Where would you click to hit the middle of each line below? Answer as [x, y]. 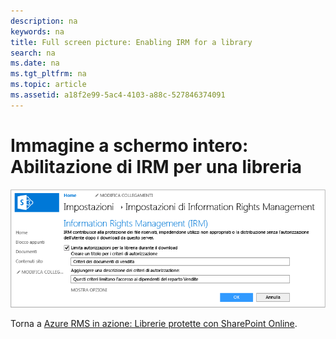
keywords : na [37, 31]
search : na [33, 53]
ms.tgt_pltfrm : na [48, 74]
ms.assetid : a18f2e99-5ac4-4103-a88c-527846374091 [118, 95]
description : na [44, 21]
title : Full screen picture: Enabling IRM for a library [131, 42]
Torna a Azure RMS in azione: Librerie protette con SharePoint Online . [154, 323]
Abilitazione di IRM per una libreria [156, 166]
